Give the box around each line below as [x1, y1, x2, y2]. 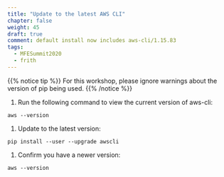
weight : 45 [7, 24, 40, 31]
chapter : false [7, 17, 53, 24]
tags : [7, 44, 23, 51]
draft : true [7, 30, 43, 38]
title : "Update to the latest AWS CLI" [7, 10, 126, 18]
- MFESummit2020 [14, 51, 62, 58]
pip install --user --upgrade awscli [7, 138, 119, 145]
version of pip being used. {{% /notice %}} [7, 84, 133, 93]
